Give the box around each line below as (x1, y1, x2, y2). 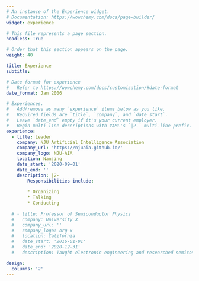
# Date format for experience (6, 79, 81, 85)
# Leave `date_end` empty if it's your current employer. (6, 117, 158, 123)
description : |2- (17, 173, 60, 178)
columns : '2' (11, 266, 44, 272)
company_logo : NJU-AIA (17, 151, 73, 157)
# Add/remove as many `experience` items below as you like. (6, 106, 166, 113)
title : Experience (6, 63, 52, 69)
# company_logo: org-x (11, 228, 73, 234)
